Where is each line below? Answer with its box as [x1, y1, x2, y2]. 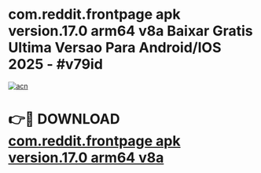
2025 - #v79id [8, 56, 104, 74]
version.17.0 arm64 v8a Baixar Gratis [8, 22, 253, 40]
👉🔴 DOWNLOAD [8, 110, 120, 128]
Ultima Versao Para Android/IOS [8, 39, 222, 56]
